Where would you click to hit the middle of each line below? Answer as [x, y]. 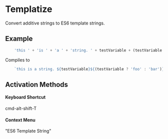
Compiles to [17, 60]
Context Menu [20, 120]
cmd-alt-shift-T [21, 108]
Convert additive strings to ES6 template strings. [55, 23]
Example [19, 39]
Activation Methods [37, 84]
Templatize [29, 9]
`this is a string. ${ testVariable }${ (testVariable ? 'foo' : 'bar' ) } [89, 69]
